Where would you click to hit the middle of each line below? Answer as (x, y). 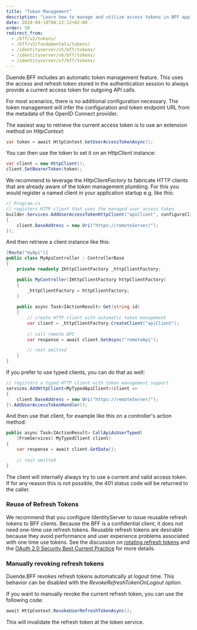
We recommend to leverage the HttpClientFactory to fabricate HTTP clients (97, 181)
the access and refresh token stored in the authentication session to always (97, 83)
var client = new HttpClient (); (45, 164)
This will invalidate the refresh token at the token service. (75, 622)
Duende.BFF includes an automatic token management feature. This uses (95, 77)
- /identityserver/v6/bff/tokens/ (53, 55)
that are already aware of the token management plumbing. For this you (93, 187)
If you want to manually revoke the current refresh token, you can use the (95, 594)
